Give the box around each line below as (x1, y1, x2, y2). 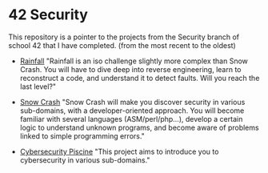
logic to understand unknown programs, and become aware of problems (19, 123, 259, 132)
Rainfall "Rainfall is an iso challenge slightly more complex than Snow (19, 56, 248, 66)
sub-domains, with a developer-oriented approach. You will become (19, 106, 245, 115)
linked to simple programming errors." (19, 131, 146, 141)
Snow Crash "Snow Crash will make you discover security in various (19, 97, 246, 107)
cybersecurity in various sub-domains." (19, 155, 150, 165)
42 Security (8, 6, 88, 24)
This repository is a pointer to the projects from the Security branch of (8, 32, 240, 42)
